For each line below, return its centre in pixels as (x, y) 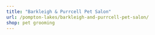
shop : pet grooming (31, 23)
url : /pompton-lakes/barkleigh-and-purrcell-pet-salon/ (77, 17)
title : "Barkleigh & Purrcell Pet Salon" (59, 12)
